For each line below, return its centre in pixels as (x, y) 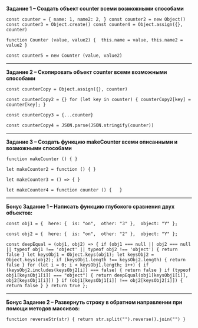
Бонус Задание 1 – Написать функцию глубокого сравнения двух (90, 207)
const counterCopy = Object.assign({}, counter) (67, 89)
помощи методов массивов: (43, 308)
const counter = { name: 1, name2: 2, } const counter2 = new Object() (96, 20)
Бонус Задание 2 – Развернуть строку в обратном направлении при (94, 302)
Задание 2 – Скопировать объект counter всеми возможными (87, 72)
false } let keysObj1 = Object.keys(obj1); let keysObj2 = (80, 255)
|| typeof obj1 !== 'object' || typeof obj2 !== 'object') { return (92, 249)
